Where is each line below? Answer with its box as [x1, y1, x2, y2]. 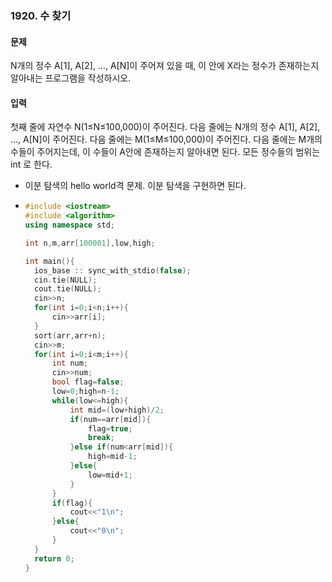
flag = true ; [88, 423, 133, 434]
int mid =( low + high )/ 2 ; [69, 405, 165, 415]
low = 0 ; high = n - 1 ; [51, 387, 120, 397]
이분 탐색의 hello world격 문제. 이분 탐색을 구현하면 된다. [24, 180, 247, 192]
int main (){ [24, 256, 75, 266]
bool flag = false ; [51, 377, 125, 387]
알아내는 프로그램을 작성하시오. [10, 72, 132, 84]
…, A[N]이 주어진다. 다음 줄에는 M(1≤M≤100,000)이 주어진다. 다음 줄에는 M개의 [10, 133, 323, 146]
